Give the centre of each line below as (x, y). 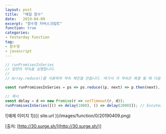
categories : (17, 33)
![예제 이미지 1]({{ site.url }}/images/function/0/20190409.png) (68, 115)
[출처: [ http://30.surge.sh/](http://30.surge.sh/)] (53, 126)
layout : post (19, 10)
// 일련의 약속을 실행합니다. (30, 69)
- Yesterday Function (27, 38)
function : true (21, 28)
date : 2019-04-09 (25, 19)
